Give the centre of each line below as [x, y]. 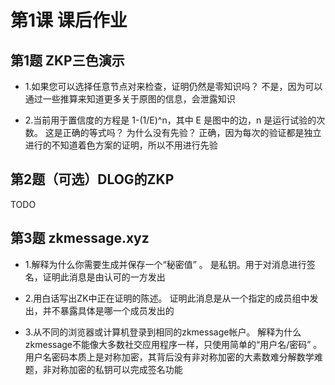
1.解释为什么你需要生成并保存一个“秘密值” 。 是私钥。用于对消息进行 [165, 264]
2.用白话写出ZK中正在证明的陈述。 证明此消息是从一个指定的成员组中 [167, 298]
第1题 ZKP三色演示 [67, 60]
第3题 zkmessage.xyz [80, 238]
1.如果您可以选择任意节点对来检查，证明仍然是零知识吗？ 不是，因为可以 [173, 86]
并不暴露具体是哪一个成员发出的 [108, 310]
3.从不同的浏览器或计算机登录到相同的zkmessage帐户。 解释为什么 [163, 332]
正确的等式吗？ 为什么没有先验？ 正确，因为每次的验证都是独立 [192, 132]
